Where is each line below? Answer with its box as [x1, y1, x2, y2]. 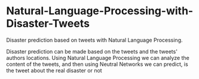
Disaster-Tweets [6, 17, 90, 30]
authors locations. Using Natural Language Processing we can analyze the [6, 54, 189, 61]
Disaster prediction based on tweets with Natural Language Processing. [6, 36, 183, 43]
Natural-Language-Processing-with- [6, 4, 194, 18]
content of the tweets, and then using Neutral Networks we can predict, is [6, 61, 188, 68]
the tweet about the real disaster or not [6, 67, 103, 74]
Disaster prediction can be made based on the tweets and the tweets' [6, 48, 178, 55]
